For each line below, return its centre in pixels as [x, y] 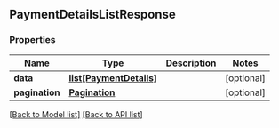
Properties [32, 40]
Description [191, 63]
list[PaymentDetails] [113, 77]
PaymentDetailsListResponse [92, 15]
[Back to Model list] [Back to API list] [76, 114]
